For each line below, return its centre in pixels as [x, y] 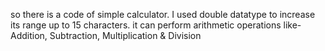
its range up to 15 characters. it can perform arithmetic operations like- [156, 25]
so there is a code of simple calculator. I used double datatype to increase [163, 14]
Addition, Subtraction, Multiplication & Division [106, 35]
